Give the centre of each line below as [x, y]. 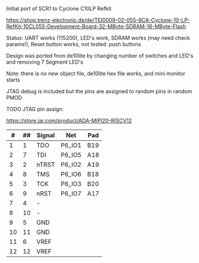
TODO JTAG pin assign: [35, 109]
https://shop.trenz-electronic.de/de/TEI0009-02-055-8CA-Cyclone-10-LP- [98, 20]
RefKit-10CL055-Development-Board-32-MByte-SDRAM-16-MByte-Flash [96, 26]
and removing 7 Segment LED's [45, 62]
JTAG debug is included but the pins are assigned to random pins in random [99, 91]
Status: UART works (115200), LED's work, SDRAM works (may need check [98, 38]
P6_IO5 [71, 155]
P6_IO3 [71, 184]
